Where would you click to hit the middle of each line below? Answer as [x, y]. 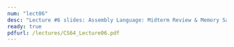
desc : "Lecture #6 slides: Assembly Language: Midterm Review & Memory [113, 20]
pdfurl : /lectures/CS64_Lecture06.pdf [63, 33]
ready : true [24, 26]
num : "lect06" [28, 13]
